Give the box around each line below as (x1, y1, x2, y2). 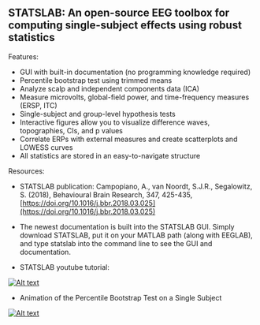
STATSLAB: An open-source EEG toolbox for (8, 6, 230, 20)
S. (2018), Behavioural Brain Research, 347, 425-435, (19, 189, 193, 200)
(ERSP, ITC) (19, 100, 58, 110)
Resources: (8, 166, 45, 176)
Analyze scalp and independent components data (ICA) (19, 84, 199, 93)
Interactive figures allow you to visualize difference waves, (19, 118, 210, 127)
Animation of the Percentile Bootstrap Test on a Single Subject (19, 293, 222, 302)
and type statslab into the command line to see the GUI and (19, 238, 213, 248)
